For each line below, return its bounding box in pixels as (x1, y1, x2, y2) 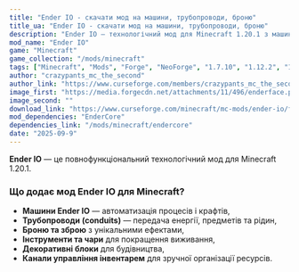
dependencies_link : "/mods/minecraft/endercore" (9, 121, 193, 130)
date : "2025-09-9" (9, 129, 77, 138)
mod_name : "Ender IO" (9, 37, 90, 47)
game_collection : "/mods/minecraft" (9, 54, 145, 63)
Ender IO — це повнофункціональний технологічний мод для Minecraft (9, 153, 277, 164)
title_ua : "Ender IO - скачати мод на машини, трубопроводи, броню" (9, 21, 269, 30)
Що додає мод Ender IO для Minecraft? (9, 185, 185, 197)
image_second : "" (9, 95, 74, 105)
